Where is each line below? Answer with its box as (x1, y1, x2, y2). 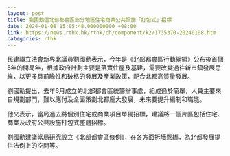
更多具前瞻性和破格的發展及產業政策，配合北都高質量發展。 (25, 73, 194, 81)
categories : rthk (7, 36, 57, 42)
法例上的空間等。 (12, 142, 62, 150)
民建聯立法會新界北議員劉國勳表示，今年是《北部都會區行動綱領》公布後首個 (7, 55, 224, 64)
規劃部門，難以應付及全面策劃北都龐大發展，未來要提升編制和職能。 (12, 95, 206, 103)
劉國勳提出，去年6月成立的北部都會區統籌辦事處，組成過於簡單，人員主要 (7, 87, 216, 95)
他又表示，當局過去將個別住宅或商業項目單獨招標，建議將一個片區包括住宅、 (7, 110, 224, 118)
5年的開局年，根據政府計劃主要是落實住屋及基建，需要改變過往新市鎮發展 (7, 64, 216, 72)
